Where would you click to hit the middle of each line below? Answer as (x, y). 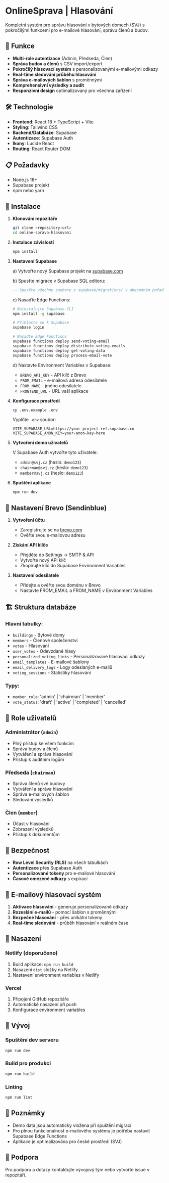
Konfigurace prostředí (36, 401)
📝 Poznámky (25, 1113)
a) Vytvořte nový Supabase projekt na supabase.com (68, 271)
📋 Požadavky (27, 165)
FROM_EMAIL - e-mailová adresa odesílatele (63, 380)
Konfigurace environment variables (49, 1010)
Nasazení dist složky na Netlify (45, 969)
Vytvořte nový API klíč (43, 560)
